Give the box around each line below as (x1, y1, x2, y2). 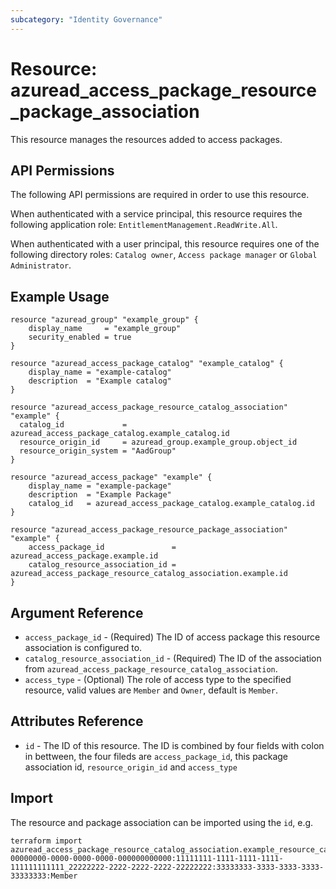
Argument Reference (10, 604, 144, 621)
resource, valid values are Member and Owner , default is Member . (24, 684, 278, 696)
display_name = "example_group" (28, 324, 182, 334)
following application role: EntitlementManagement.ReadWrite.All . (10, 219, 278, 231)
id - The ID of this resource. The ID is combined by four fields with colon (24, 739, 325, 751)
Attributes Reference (10, 713, 144, 730)
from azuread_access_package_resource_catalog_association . (24, 663, 278, 675)
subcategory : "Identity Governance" (10, 14, 163, 25)
